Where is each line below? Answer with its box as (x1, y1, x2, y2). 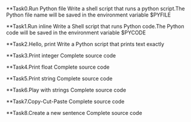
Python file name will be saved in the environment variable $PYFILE (6, 11, 171, 18)
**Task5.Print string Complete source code (6, 75, 113, 82)
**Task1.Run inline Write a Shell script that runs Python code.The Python (6, 23, 184, 30)
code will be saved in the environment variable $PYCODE (6, 29, 147, 36)
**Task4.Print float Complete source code (6, 63, 110, 70)
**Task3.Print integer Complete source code (6, 52, 116, 59)
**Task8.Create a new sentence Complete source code (6, 110, 142, 116)
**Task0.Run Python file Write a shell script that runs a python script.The (6, 5, 185, 12)
